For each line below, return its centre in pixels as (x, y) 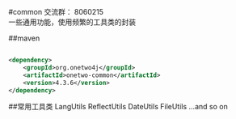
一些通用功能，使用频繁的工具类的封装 (72, 22)
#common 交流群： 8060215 (56, 12)
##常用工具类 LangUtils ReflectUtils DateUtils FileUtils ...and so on (118, 107)
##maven (24, 38)
